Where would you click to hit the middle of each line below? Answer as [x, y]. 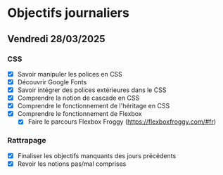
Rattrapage [27, 141]
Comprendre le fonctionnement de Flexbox [79, 114]
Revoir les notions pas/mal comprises [72, 164]
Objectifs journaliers [69, 13]
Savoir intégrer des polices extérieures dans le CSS [92, 90]
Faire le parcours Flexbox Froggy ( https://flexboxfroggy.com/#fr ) [122, 122]
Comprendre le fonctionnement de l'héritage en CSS [94, 106]
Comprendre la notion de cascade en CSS [78, 98]
